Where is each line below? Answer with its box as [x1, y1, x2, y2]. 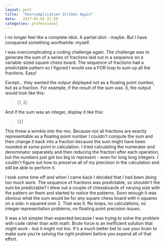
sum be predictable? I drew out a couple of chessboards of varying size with [5, 185, 160, 191]
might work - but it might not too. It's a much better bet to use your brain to [5, 226, 157, 232]
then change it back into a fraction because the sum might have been [5, 139, 146, 145]
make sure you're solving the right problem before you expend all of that [5, 231, 152, 237]
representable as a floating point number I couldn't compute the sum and [5, 133, 153, 139]
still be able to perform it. [5, 165, 56, 171]
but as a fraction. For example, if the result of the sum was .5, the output [5, 85, 151, 91]
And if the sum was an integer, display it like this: [5, 109, 104, 115]
